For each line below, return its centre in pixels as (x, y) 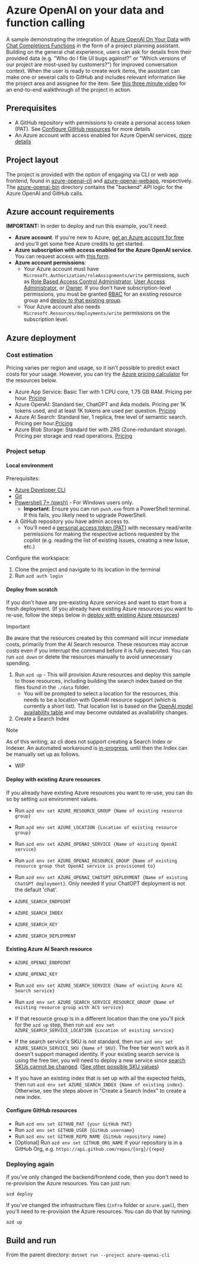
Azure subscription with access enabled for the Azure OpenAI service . (103, 250)
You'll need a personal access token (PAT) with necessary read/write (107, 528)
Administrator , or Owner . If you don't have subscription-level (97, 288)
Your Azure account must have (61, 269)
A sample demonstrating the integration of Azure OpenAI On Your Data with (98, 39)
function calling (46, 23)
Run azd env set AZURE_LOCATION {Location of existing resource (96, 827)
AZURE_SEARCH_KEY (36, 925)
